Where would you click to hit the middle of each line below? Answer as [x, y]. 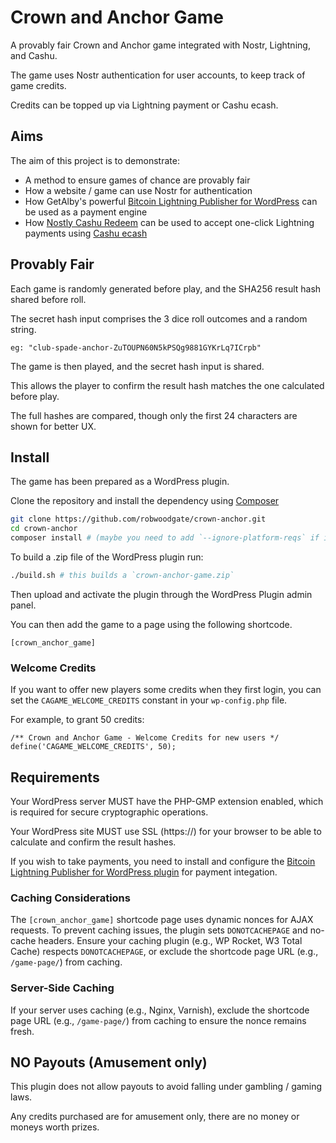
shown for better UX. [53, 426]
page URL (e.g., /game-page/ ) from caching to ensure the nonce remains [158, 1020]
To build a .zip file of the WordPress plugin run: [107, 557]
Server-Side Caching [62, 988]
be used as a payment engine [86, 212]
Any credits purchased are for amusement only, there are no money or [155, 1117]
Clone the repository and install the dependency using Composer [145, 501]
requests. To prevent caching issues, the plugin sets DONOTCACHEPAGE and [159, 930]
